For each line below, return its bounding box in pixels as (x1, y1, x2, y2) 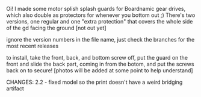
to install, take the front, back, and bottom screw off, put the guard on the (6, 54, 188, 61)
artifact (6, 85, 24, 92)
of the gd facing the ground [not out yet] (6, 24, 107, 31)
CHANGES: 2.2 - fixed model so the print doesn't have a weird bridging (6, 78, 183, 86)
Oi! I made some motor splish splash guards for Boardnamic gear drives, (6, 5, 185, 12)
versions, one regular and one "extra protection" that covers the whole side (6, 18, 193, 25)
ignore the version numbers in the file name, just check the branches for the (6, 36, 195, 43)
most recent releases (6, 42, 59, 49)
